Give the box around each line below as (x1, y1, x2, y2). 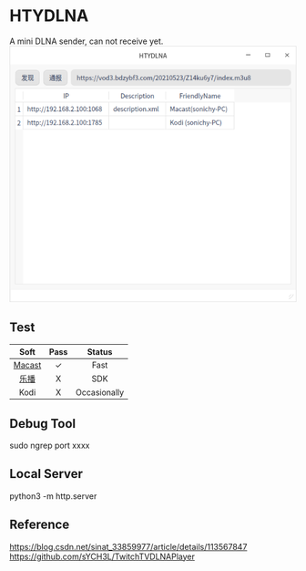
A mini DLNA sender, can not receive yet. (9, 36, 164, 47)
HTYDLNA (9, 5, 89, 26)
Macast (13, 359, 42, 370)
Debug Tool (9, 416, 76, 431)
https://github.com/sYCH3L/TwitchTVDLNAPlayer (9, 551, 196, 562)
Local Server (9, 466, 84, 482)
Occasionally (76, 387, 125, 398)
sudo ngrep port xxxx (9, 440, 90, 451)
